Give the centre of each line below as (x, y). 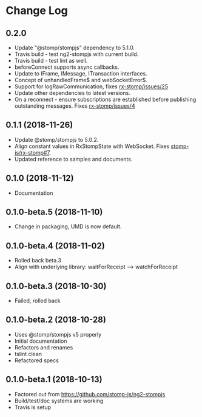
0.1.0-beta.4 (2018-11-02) (56, 246)
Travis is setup (33, 407)
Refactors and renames (44, 347)
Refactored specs (36, 360)
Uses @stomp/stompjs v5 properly (58, 334)
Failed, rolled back (38, 301)
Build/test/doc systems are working (59, 401)
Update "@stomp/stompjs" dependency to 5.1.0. (74, 47)
